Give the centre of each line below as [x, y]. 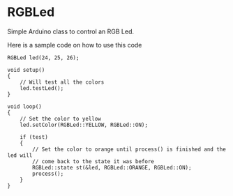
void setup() [26, 70]
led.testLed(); [42, 88]
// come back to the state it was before [93, 161]
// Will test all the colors [62, 82]
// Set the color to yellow [60, 119]
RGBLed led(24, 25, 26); [43, 58]
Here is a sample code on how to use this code [75, 45]
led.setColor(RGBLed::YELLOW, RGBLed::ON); [84, 125]
